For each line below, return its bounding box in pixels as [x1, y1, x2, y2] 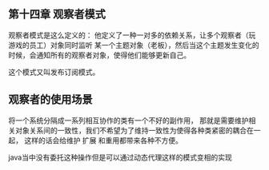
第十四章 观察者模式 [8, 7, 106, 22]
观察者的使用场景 [8, 93, 93, 106]
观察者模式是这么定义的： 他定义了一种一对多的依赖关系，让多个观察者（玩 [8, 30, 256, 40]
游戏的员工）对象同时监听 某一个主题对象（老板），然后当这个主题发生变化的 [8, 40, 259, 49]
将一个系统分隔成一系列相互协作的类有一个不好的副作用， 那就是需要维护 [8, 115, 249, 125]
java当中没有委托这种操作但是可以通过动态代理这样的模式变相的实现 [8, 152, 232, 162]
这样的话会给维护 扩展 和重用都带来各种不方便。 [23, 135, 183, 145]
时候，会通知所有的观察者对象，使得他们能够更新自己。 [8, 50, 191, 60]
